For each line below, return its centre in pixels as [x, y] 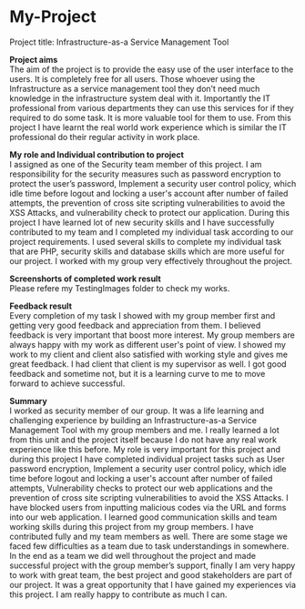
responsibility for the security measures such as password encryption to [145, 174]
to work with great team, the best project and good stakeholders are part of [151, 574]
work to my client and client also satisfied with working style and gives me [149, 354]
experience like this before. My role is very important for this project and [145, 449]
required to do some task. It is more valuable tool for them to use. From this [150, 117]
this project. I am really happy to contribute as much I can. [118, 594]
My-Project [53, 17]
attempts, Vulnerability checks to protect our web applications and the [141, 488]
